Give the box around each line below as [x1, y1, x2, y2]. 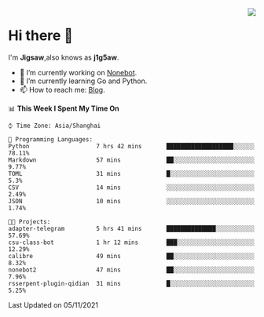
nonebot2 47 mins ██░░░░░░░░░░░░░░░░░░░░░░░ [8, 266, 255, 274]
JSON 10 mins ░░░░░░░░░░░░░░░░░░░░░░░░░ [8, 197, 255, 205]
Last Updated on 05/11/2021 [8, 300, 99, 309]
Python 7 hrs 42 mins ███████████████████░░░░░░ [8, 142, 255, 150]
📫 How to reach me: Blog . [19, 85, 105, 94]
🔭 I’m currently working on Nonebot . [19, 67, 137, 77]
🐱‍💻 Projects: [8, 217, 51, 226]
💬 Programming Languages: [8, 135, 93, 144]
